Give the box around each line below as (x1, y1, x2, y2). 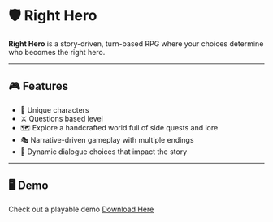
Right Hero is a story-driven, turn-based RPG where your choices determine (8, 38, 264, 49)
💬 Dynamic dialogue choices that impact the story (19, 147, 188, 156)
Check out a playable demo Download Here (8, 204, 154, 214)
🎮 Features (8, 79, 69, 93)
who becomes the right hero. (8, 47, 106, 57)
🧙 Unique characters (19, 105, 89, 114)
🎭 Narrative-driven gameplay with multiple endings (19, 134, 194, 144)
